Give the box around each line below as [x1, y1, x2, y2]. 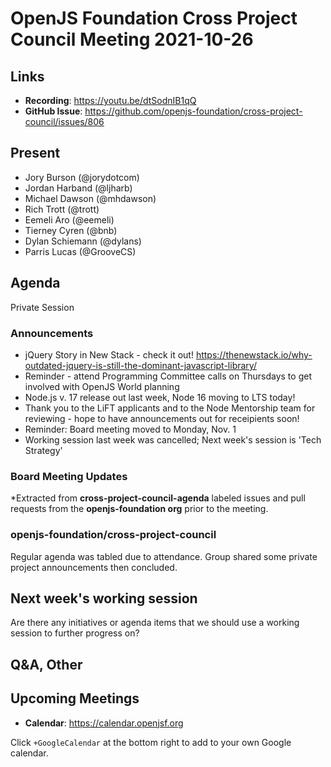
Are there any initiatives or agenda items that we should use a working [10, 617, 300, 629]
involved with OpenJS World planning [24, 380, 180, 392]
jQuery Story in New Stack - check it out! [24, 348, 194, 361]
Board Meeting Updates [10, 469, 128, 483]
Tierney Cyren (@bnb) [24, 224, 118, 236]
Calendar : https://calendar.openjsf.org [24, 717, 184, 729]
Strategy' [24, 444, 63, 456]
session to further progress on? [10, 627, 140, 639]
